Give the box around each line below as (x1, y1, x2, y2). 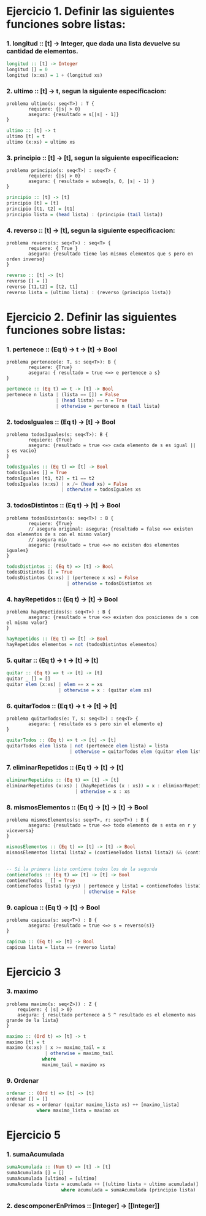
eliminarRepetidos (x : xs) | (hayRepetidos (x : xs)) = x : (6, 783, 161, 789)
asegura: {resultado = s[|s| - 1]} (28, 112, 120, 118)
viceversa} (6, 828, 34, 834)
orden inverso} (6, 256, 45, 262)
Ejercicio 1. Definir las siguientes (6, 4, 175, 18)
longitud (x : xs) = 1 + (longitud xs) (6, 72, 103, 79)
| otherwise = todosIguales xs (61, 486, 141, 493)
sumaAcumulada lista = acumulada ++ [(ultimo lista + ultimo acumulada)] (6, 1181, 199, 1187)
